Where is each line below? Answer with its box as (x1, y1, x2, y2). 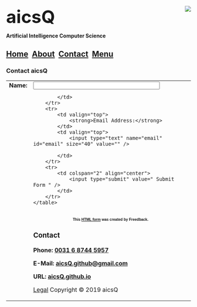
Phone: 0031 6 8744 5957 (33, 246, 109, 254)
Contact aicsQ (6, 67, 48, 75)
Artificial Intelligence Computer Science (6, 32, 106, 39)
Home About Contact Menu (6, 49, 114, 59)
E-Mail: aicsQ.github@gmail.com (33, 259, 128, 267)
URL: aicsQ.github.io (33, 272, 91, 281)
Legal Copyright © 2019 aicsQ (33, 285, 118, 294)
